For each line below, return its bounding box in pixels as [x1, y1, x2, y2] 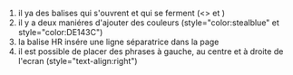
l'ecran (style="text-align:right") [17, 56, 138, 66]
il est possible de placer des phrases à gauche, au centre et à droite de [17, 46, 284, 57]
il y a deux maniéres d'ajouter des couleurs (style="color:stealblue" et [17, 17, 279, 28]
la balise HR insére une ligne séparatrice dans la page [17, 36, 220, 47]
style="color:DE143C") [17, 27, 103, 37]
